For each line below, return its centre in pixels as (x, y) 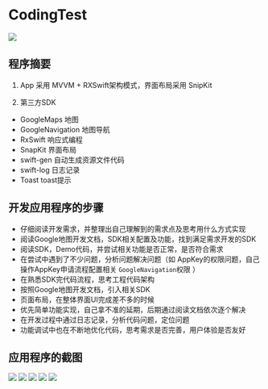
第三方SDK (38, 102)
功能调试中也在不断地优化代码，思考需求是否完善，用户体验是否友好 (133, 329)
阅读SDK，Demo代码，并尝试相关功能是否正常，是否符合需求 (122, 249)
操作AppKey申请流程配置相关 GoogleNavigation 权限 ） (109, 269)
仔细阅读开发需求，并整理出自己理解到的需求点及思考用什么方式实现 (133, 228)
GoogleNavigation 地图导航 (65, 129)
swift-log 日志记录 (50, 169)
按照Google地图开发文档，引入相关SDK (85, 289)
